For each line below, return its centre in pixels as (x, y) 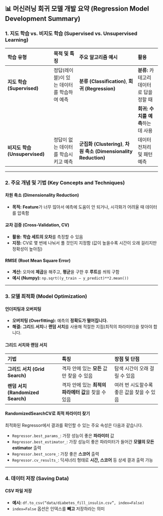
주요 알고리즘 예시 (98, 57)
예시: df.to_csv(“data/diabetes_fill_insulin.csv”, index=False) (78, 502)
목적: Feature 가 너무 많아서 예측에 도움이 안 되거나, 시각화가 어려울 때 (78, 207)
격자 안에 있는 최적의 (84, 385)
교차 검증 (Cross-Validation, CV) (37, 225)
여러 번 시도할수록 (134, 385)
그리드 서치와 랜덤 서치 (26, 344)
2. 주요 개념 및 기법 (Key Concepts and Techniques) (65, 183)
